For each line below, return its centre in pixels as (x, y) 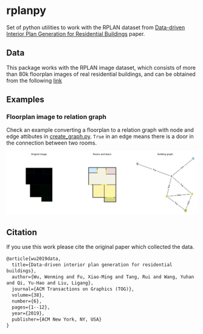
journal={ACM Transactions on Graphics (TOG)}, (73, 289)
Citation (22, 232)
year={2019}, (28, 313)
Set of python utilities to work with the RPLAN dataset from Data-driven (96, 27)
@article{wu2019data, (34, 259)
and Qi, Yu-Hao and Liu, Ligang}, (50, 283)
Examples (25, 100)
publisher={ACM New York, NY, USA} (57, 319)
